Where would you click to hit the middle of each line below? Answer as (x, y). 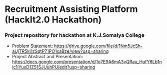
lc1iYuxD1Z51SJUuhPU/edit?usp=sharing (53, 67)
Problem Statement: (32, 46)
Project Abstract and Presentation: (47, 57)
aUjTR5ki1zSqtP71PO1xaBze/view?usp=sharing (60, 51)
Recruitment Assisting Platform (71, 9)
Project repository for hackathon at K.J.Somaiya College (74, 35)
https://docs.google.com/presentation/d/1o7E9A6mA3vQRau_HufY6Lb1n (87, 62)
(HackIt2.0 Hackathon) (53, 20)
